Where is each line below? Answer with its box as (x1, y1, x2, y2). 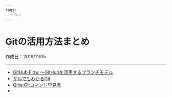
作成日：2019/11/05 (5, 54, 46, 60)
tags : (5, 7, 17, 13)
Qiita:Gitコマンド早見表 (12, 82, 61, 88)
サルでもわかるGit (12, 76, 51, 82)
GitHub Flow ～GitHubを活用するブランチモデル (12, 69, 114, 76)
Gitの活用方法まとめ (5, 36, 90, 47)
